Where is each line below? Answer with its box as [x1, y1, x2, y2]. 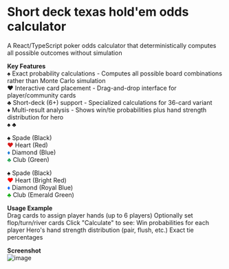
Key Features [7, 62, 46, 70]
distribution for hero [7, 113, 64, 121]
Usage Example [7, 204, 53, 212]
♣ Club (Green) [7, 155, 50, 163]
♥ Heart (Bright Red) [7, 176, 67, 184]
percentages [7, 233, 43, 241]
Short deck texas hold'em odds [7, 4, 189, 20]
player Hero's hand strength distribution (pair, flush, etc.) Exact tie [7, 226, 194, 234]
